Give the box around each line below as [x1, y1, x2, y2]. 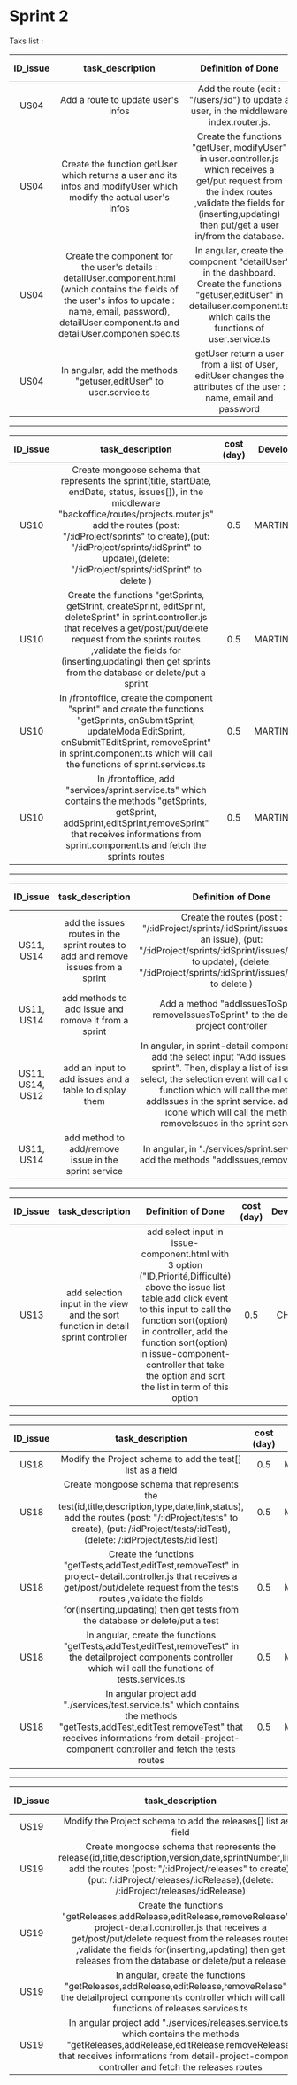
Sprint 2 [9, 6, 69, 27]
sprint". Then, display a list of [151, 1062, 273, 1074]
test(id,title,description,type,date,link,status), [58, 1500, 245, 1513]
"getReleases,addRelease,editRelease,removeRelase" [65, 1980, 287, 1992]
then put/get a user [199, 219, 280, 231]
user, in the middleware [190, 105, 289, 117]
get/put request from [195, 175, 283, 187]
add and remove [60, 950, 128, 962]
